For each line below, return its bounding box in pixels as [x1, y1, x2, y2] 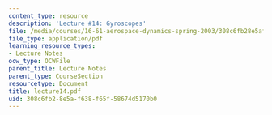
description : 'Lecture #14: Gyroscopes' [8, 19, 147, 28]
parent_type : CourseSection [8, 72, 104, 80]
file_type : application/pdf [8, 34, 104, 43]
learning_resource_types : [8, 42, 96, 50]
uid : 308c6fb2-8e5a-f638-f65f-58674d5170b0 [8, 95, 158, 103]
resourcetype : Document [8, 79, 89, 87]
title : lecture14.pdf [8, 87, 82, 96]
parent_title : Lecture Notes [8, 65, 107, 73]
